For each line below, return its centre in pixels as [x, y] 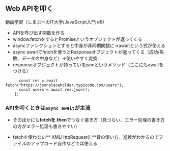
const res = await [38, 81]
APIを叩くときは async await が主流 [48, 108]
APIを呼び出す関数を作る [39, 33]
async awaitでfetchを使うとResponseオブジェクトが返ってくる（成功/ [86, 52]
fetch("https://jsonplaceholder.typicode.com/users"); [65, 85]
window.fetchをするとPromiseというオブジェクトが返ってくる [77, 39]
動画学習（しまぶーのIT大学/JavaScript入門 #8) [55, 22]
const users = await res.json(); [54, 90]
